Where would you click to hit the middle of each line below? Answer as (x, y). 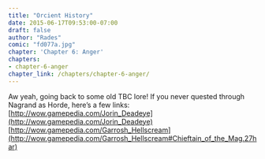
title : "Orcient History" (50, 15)
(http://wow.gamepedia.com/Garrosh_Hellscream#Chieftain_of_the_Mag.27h (132, 138)
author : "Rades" (35, 37)
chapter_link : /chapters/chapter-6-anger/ (79, 74)
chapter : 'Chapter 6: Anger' (56, 52)
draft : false (30, 30)
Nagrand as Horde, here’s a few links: (69, 105)
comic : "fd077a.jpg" (42, 45)
